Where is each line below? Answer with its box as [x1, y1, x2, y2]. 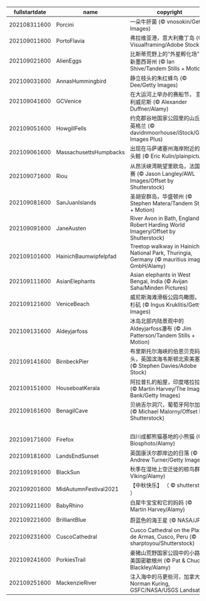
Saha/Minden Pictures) [129, 284, 188, 291]
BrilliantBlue [56, 516, 86, 524]
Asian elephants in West [129, 271, 191, 278]
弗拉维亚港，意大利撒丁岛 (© [129, 34, 204, 41]
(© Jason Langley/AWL [137, 170, 196, 177]
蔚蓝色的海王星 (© [129, 516, 177, 524]
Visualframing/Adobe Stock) [129, 41, 202, 48]
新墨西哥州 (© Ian [129, 58, 175, 65]
